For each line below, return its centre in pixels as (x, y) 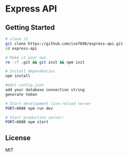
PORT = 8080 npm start (27, 122)
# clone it (17, 39)
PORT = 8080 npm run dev (29, 108)
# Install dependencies (30, 71)
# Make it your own (26, 58)
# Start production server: (35, 117)
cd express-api (21, 48)
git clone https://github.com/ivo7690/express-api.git (64, 43)
